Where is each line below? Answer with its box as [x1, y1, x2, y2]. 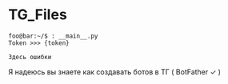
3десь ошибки [8, 53, 52, 61]
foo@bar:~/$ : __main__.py [8, 32, 98, 40]
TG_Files [8, 6, 68, 24]
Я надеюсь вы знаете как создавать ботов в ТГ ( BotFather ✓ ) [8, 66, 222, 77]
